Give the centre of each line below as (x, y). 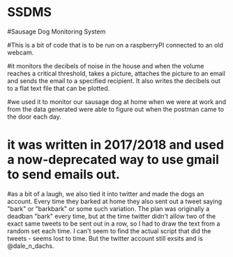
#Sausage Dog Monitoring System (57, 31)
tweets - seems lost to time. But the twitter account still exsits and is (105, 238)
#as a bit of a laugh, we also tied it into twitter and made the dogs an (106, 193)
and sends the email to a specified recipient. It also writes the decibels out (114, 80)
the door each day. (34, 117)
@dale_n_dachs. (31, 246)
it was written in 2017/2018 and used (116, 145)
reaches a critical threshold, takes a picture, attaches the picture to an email (116, 73)
